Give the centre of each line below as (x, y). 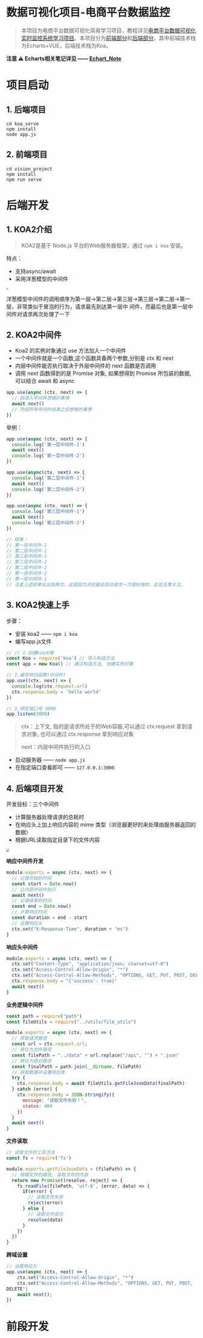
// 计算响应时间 (29, 912)
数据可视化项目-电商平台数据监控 (88, 12)
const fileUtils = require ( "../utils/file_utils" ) (71, 1022)
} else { (33, 1209)
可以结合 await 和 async (45, 381)
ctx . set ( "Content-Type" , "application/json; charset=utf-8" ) (90, 964)
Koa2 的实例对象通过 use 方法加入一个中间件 (71, 351)
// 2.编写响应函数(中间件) (36, 675)
